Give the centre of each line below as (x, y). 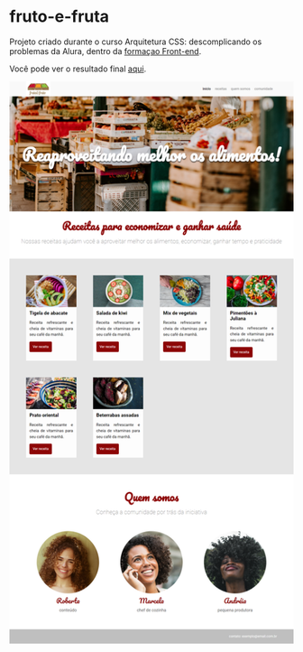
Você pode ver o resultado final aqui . (78, 69)
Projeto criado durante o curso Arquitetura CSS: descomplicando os (136, 42)
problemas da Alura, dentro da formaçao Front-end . (106, 51)
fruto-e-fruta (60, 17)
